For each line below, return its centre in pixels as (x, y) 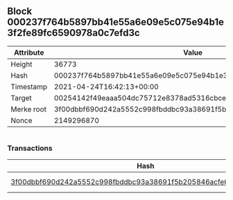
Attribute (29, 53)
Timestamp (29, 87)
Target (21, 98)
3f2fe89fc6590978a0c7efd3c (74, 33)
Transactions (30, 148)
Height (21, 64)
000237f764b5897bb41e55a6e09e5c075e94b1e (115, 22)
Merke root (29, 109)
